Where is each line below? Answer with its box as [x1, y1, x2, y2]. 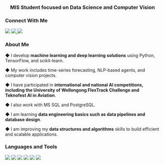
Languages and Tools [5, 143, 57, 150]
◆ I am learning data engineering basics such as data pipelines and [5, 111, 146, 117]
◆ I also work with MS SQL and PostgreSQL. [5, 102, 96, 108]
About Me [5, 41, 29, 48]
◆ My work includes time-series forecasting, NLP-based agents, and [5, 67, 145, 73]
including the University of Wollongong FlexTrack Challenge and [5, 87, 139, 93]
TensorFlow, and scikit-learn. [5, 57, 64, 63]
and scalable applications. [5, 131, 58, 137]
